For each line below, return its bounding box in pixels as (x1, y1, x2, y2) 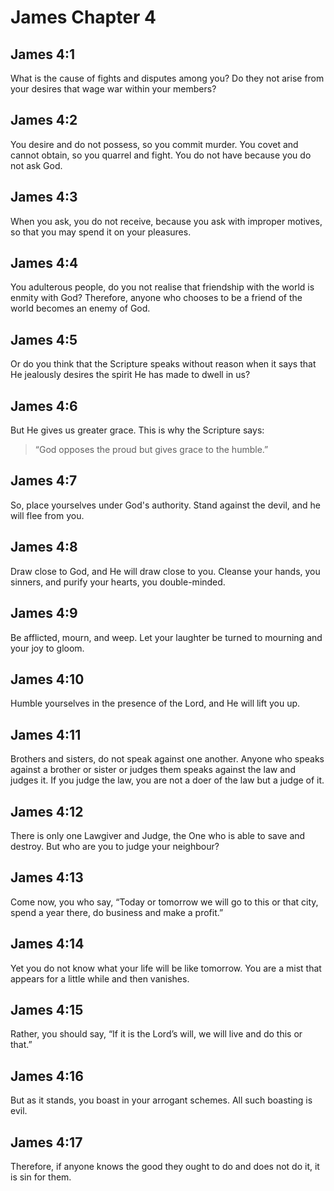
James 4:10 (10, 671, 85, 688)
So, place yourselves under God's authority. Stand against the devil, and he (10, 499, 321, 511)
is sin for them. (10, 1171, 72, 1183)
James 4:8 (10, 539, 78, 556)
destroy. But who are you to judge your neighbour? (10, 840, 220, 852)
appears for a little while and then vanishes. (10, 972, 190, 985)
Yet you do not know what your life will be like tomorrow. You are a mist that (10, 962, 322, 974)
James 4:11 (10, 726, 82, 743)
